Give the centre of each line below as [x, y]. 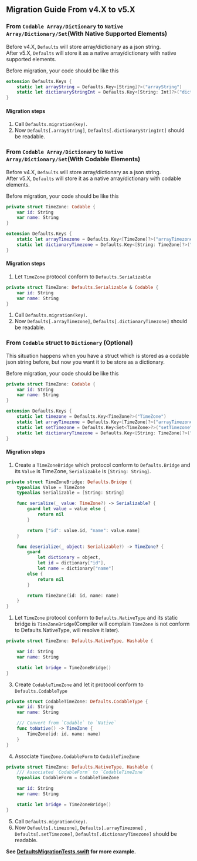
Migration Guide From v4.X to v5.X [71, 10]
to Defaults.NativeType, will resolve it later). [67, 630]
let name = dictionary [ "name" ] [76, 569]
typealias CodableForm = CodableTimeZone [68, 778]
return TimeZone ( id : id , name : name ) [73, 596]
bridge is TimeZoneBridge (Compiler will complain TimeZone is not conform [102, 624]
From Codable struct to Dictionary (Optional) [69, 343]
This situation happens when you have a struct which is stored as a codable [98, 355]
